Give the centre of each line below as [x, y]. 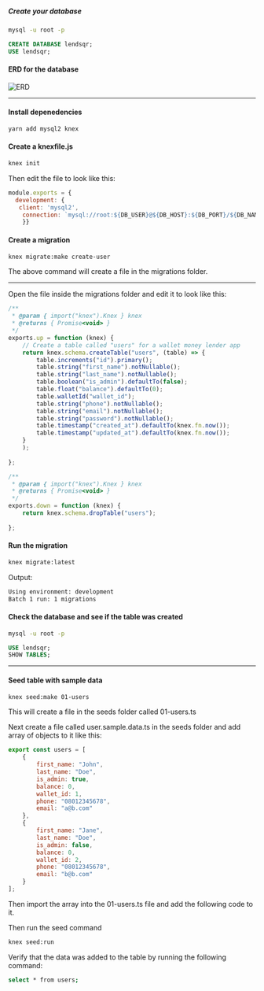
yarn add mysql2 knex [44, 129]
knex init [24, 164]
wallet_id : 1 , [59, 794]
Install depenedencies [45, 112]
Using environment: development [61, 592]
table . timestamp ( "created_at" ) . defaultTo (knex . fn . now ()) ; [133, 426]
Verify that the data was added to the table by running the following [117, 957]
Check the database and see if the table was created [95, 617]
